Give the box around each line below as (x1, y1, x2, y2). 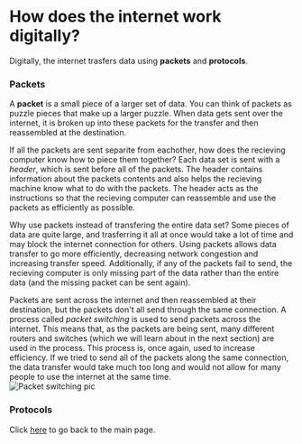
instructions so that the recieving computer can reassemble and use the (9, 192, 277, 204)
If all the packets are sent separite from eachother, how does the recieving (9, 144, 286, 155)
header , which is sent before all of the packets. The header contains (9, 164, 263, 175)
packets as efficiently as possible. (9, 202, 135, 213)
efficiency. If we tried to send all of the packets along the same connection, (9, 352, 289, 363)
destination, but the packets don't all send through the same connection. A (9, 304, 287, 315)
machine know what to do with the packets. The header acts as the (9, 183, 259, 194)
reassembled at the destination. (9, 127, 127, 138)
